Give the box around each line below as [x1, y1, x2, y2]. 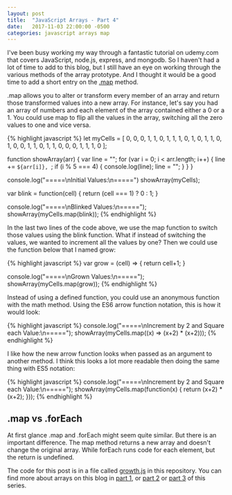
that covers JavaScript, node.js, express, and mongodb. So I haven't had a [7, 56, 220, 64]
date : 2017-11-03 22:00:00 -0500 [7, 23, 110, 30]
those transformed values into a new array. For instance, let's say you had [7, 98, 218, 107]
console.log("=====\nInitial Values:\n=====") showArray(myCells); [7, 176, 200, 184]
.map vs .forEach [7, 412, 82, 424]
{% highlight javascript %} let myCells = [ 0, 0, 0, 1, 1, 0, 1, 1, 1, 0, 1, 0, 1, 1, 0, [7, 134, 222, 143]
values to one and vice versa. [7, 121, 91, 129]
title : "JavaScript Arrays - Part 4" [7, 17, 119, 24]
